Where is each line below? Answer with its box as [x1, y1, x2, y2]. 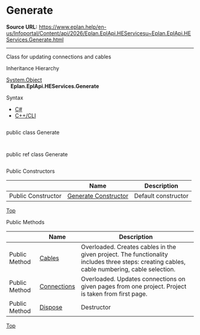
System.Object [6, 76, 42, 83]
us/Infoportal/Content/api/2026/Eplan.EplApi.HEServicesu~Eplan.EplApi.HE [6, 29, 192, 36]
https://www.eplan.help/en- [38, 23, 107, 30]
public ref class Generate [6, 150, 68, 158]
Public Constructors [6, 167, 55, 175]
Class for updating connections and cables [6, 53, 111, 60]
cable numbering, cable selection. [80, 265, 176, 273]
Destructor [80, 303, 111, 311]
